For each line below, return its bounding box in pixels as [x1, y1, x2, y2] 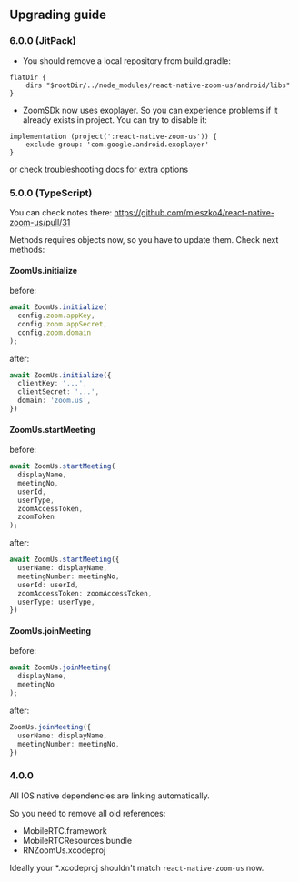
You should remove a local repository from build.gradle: [22, 55, 232, 66]
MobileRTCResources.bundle [22, 835, 133, 846]
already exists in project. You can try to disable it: [22, 114, 207, 125]
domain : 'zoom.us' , [17, 396, 92, 406]
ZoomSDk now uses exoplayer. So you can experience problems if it [22, 105, 279, 115]
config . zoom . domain [17, 327, 92, 337]
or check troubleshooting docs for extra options [9, 164, 189, 175]
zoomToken [17, 513, 55, 522]
